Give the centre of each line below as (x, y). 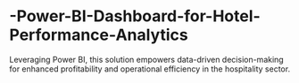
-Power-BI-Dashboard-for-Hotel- (135, 16)
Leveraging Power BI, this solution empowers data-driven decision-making (146, 59)
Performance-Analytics (99, 35)
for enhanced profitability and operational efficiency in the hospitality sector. (150, 69)
